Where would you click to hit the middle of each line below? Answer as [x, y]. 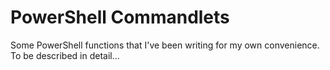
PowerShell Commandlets [120, 17]
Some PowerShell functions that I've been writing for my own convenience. [165, 45]
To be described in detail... [65, 55]
